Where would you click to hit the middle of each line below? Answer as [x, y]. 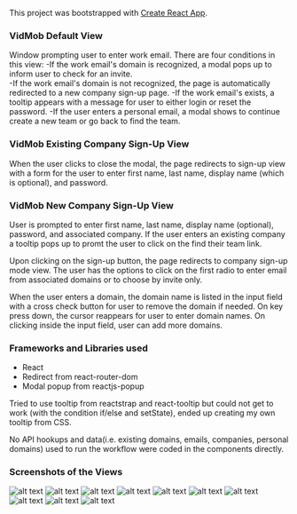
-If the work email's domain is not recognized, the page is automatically [140, 83]
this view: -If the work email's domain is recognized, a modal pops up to [141, 65]
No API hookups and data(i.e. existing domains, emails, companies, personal [149, 439]
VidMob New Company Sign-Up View [92, 205]
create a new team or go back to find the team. [95, 121]
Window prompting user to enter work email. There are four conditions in [142, 55]
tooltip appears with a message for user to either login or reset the [130, 102]
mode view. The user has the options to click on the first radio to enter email [148, 270]
